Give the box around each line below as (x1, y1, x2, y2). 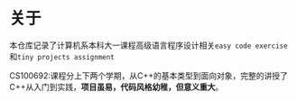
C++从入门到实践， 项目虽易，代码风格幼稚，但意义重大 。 (9, 81, 224, 92)
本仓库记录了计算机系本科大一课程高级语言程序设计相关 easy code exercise (9, 40, 288, 50)
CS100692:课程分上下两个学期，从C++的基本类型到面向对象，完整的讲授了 (9, 69, 289, 81)
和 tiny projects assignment (9, 50, 115, 61)
